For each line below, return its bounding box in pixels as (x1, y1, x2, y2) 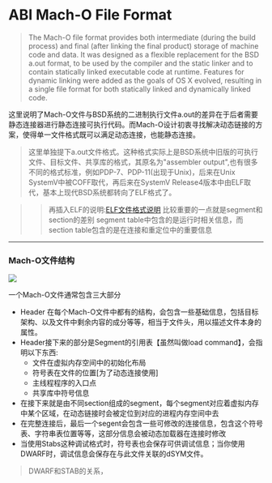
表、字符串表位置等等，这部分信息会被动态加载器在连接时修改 (19, 429, 227, 438)
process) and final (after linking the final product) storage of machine (28, 41, 259, 50)
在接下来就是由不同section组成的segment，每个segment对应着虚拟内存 (19, 399, 259, 408)
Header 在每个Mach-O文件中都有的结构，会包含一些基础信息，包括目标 (19, 307, 259, 317)
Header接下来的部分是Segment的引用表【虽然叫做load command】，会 (19, 338, 257, 348)
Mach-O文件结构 (8, 254, 75, 266)
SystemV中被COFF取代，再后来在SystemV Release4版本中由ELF (28, 177, 244, 187)
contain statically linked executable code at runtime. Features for (28, 66, 244, 76)
